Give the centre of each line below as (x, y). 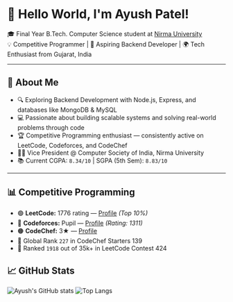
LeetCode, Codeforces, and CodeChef (72, 145)
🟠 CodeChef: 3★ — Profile (57, 230)
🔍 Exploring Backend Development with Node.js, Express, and (106, 99)
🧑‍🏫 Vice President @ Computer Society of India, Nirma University (111, 153)
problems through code (51, 127)
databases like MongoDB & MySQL (67, 110)
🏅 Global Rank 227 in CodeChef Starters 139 (80, 241)
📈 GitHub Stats (41, 270)
